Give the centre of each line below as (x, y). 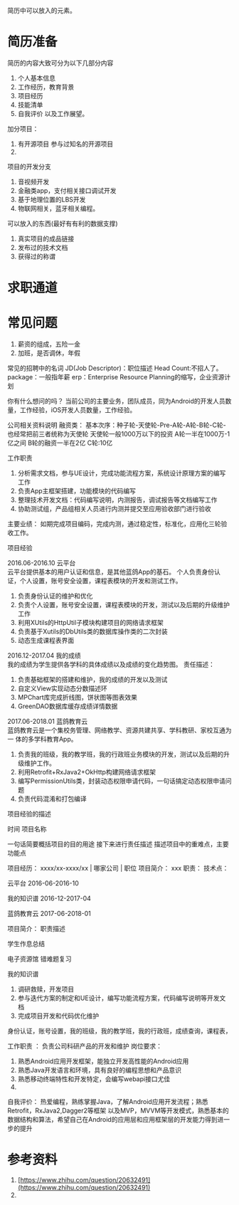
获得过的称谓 (36, 256)
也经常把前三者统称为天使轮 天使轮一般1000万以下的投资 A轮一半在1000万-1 (119, 434)
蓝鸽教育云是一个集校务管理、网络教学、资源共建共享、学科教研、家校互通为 (119, 730)
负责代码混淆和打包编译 (52, 799)
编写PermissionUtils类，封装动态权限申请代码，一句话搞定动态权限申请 (121, 781)
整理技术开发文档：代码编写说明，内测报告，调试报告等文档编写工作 (117, 500)
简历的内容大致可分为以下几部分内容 (60, 63)
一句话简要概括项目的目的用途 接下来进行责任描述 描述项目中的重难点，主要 (118, 844)
